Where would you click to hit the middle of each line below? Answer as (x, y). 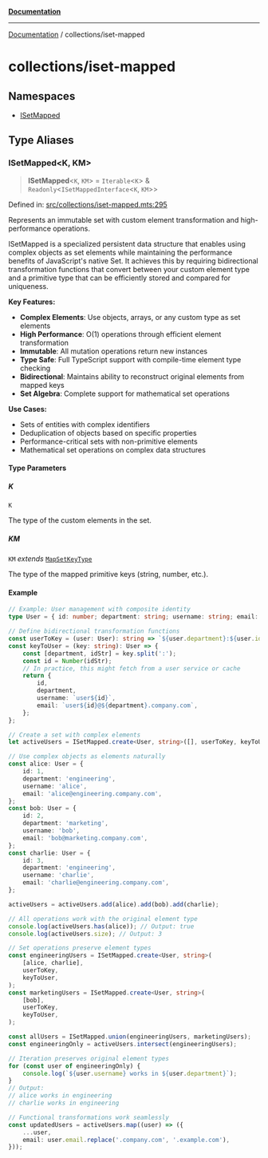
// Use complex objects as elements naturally (87, 757)
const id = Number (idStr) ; (67, 661)
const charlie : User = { (49, 853)
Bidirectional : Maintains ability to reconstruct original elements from (132, 376)
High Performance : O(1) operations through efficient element (120, 334)
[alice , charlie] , (53, 963)
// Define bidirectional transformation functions (94, 631)
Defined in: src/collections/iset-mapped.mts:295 (88, 204)
